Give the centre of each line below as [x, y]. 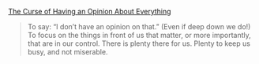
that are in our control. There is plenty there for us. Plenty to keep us [139, 43]
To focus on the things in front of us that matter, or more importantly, [139, 35]
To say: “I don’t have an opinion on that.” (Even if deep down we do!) [139, 26]
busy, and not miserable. [68, 52]
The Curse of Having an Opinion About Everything [90, 11]
